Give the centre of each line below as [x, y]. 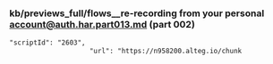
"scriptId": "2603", [48, 43]
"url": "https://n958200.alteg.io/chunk [166, 52]
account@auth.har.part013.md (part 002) [102, 24]
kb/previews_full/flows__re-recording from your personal [137, 13]
